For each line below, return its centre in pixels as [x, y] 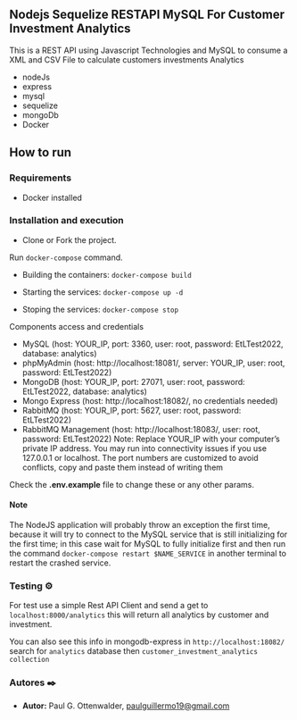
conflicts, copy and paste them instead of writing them [123, 467]
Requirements [41, 178]
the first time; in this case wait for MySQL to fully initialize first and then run [148, 544]
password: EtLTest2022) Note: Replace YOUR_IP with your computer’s [151, 439]
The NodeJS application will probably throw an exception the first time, [140, 525]
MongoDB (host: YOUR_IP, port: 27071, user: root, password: [133, 381]
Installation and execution [67, 221]
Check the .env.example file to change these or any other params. [132, 484]
